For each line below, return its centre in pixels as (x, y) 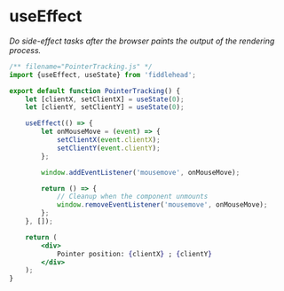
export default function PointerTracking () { (95, 90)
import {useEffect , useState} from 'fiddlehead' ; (103, 75)
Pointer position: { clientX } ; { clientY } (134, 254)
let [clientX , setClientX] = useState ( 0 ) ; (105, 99)
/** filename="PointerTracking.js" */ (81, 67)
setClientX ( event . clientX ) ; (109, 140)
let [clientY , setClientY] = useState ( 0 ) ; (105, 107)
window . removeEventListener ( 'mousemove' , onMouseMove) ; (162, 205)
